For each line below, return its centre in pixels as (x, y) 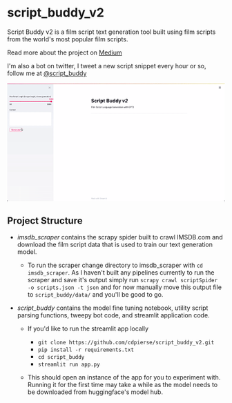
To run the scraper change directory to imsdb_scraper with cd (115, 265)
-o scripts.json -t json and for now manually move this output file (125, 287)
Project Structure (45, 220)
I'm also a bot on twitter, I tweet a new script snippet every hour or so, (107, 66)
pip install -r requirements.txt (86, 350)
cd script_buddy (61, 357)
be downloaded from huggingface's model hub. (95, 392)
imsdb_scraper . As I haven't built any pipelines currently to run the (121, 272)
